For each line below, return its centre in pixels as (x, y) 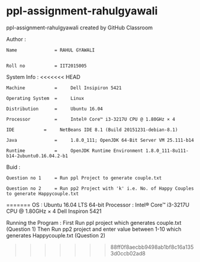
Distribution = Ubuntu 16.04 (54, 109)
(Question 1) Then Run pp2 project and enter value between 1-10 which (94, 229)
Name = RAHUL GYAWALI (51, 50)
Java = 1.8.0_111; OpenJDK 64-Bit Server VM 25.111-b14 (100, 140)
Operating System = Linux (45, 98)
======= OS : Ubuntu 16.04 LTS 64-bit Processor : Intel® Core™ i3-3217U (98, 205)
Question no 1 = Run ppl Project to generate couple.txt (84, 178)
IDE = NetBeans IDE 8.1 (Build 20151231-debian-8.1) (92, 130)
